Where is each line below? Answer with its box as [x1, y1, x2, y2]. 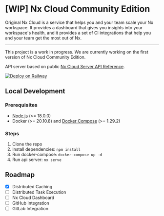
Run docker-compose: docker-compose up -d [12, 151, 102, 157]
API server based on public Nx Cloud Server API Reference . [5, 63, 125, 69]
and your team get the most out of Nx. [5, 35, 82, 41]
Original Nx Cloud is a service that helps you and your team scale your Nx [5, 19, 154, 25]
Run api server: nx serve [12, 157, 62, 162]
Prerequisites [5, 102, 38, 108]
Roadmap [5, 171, 35, 179]
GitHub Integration [12, 200, 50, 206]
